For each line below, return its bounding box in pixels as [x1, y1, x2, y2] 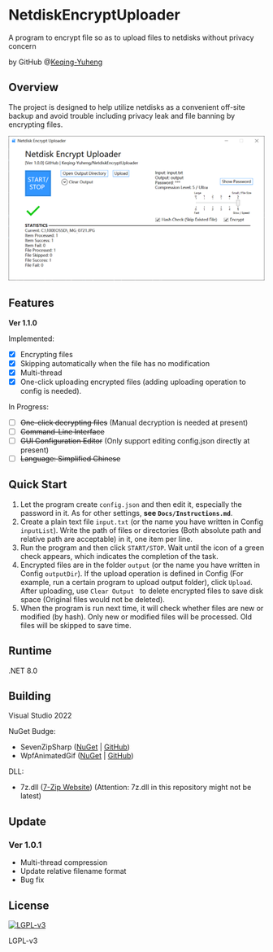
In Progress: [8, 401, 49, 412]
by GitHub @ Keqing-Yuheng [8, 57, 103, 67]
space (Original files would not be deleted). [19, 594, 165, 604]
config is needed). [19, 386, 82, 395]
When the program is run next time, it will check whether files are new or [19, 603, 264, 613]
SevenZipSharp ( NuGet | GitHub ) [19, 742, 130, 752]
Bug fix [19, 875, 45, 884]
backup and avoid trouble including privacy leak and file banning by [8, 111, 236, 120]
